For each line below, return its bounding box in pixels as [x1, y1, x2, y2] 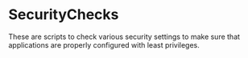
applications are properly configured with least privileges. [8, 40, 200, 49]
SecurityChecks [8, 6, 119, 24]
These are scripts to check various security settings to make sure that [8, 32, 240, 41]
